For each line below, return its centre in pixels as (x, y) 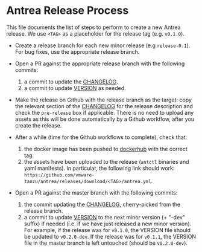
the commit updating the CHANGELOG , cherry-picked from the (102, 204)
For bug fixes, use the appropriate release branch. (77, 51)
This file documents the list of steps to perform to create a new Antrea (93, 27)
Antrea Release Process (68, 11)
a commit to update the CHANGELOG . (71, 82)
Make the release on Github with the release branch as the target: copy (103, 100)
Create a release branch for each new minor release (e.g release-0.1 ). (103, 45)
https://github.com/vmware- (59, 175)
